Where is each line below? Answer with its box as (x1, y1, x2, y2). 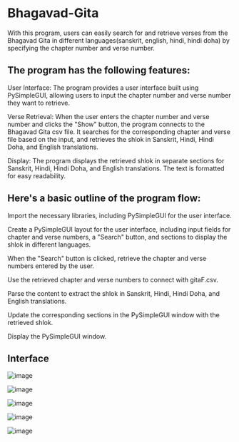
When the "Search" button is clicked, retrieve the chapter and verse (7, 254, 207, 262)
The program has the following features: (7, 64, 190, 76)
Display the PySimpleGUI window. (7, 331, 107, 340)
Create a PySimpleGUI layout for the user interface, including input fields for (7, 225, 231, 233)
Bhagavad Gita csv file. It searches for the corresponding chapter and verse (7, 127, 230, 136)
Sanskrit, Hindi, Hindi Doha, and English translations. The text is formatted (7, 164, 225, 173)
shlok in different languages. (7, 240, 91, 249)
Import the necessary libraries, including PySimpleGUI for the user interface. (7, 211, 232, 220)
